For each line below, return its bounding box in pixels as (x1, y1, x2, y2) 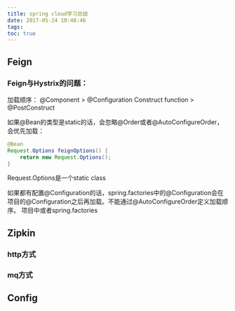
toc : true (7, 29, 36, 37)
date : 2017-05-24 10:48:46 (7, 17, 86, 24)
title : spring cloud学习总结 (7, 10, 88, 18)
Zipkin (7, 227, 36, 239)
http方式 (7, 249, 36, 259)
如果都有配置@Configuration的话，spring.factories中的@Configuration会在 (7, 189, 224, 197)
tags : (7, 23, 23, 30)
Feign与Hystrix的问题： (7, 78, 88, 88)
